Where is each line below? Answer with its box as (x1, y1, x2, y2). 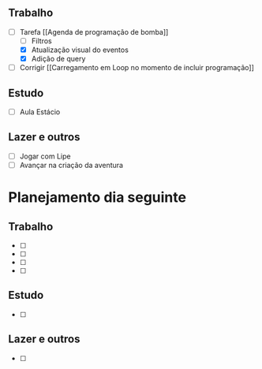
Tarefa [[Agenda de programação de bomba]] (19, 27, 169, 36)
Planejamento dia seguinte (8, 188, 187, 207)
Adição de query (31, 54, 86, 63)
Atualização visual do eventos (31, 45, 129, 54)
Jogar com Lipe (19, 151, 71, 161)
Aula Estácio (19, 106, 61, 117)
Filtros (31, 35, 53, 46)
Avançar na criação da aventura (19, 160, 124, 170)
